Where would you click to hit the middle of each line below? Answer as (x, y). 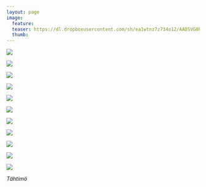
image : (15, 18)
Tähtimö (17, 179)
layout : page (23, 12)
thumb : (20, 35)
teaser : (22, 29)
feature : (23, 23)
